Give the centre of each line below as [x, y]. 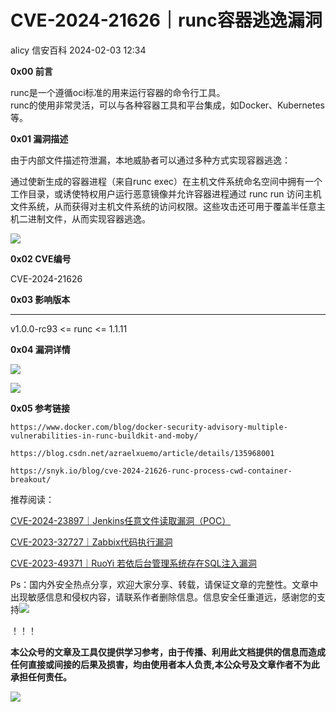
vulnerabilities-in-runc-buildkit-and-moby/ [104, 436]
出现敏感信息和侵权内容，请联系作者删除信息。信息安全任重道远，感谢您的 [163, 597]
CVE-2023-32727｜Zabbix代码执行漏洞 [91, 542]
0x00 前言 [31, 71]
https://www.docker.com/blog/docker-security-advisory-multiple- [149, 427]
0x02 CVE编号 [41, 258]
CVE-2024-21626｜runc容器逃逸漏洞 [166, 20]
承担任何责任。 [41, 677]
